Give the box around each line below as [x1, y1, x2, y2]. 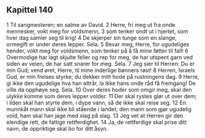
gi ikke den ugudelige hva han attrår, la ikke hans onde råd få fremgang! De [6, 79, 196, 87]
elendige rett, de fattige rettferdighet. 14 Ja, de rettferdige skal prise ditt [6, 118, 187, 126]
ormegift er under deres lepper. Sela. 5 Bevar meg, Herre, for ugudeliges [6, 40, 190, 48]
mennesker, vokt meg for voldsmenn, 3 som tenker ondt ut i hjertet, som [6, 27, 188, 35]
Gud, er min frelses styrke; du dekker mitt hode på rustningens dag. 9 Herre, [6, 73, 199, 80]
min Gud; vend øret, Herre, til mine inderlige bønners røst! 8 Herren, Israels [6, 67, 195, 74]
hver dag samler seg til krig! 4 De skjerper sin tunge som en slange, [6, 34, 177, 42]
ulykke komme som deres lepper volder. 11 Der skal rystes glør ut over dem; [6, 92, 197, 100]
